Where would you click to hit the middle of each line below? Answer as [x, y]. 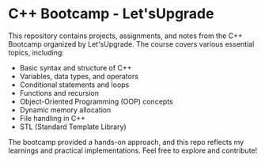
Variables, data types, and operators [79, 76]
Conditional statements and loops [74, 85]
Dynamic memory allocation [65, 110]
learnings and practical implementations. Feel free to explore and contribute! [133, 150]
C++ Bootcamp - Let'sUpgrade [111, 14]
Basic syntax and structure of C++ [76, 67]
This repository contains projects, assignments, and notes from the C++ [125, 36]
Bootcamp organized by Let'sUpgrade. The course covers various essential [131, 44]
